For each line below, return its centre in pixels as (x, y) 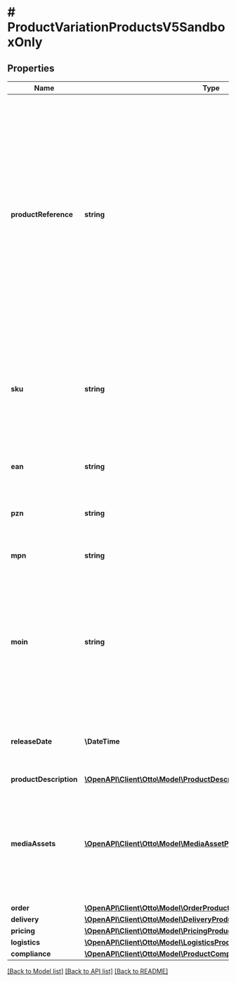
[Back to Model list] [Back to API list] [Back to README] (88, 971)
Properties (31, 68)
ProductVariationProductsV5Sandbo (116, 27)
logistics (26, 942)
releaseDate (32, 741)
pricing (23, 931)
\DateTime (102, 741)
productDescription (44, 779)
